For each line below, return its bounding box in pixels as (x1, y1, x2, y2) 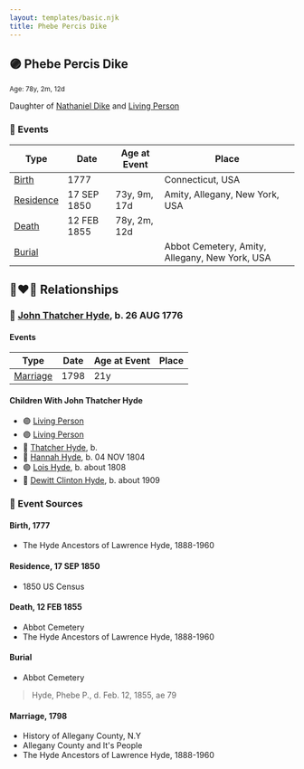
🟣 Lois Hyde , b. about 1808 (22, 462, 127, 473)
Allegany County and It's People (22, 740, 143, 751)
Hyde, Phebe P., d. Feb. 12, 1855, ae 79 (31, 689, 177, 701)
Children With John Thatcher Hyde (9, 394, 143, 405)
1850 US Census (22, 581, 85, 592)
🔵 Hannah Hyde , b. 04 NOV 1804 (22, 451, 146, 462)
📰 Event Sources (9, 498, 83, 510)
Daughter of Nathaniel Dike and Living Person (9, 100, 180, 111)
